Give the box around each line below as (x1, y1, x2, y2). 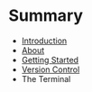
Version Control (21, 64, 80, 75)
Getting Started (21, 54, 78, 65)
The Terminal (21, 73, 71, 84)
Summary (8, 5, 83, 26)
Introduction (21, 35, 68, 46)
